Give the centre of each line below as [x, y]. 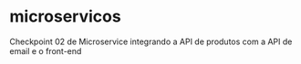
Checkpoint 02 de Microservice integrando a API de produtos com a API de [151, 41]
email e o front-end [46, 50]
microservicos [65, 17]
